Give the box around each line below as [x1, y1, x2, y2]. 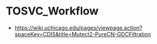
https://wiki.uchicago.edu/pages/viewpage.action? [14, 24, 143, 31]
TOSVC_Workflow [5, 4, 99, 18]
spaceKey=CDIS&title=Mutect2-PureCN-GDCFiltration [14, 30, 151, 37]
